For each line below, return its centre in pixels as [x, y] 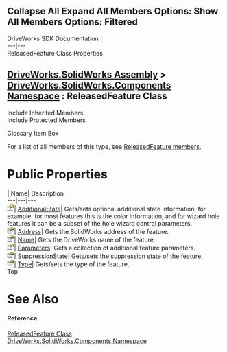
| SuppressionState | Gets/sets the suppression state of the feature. [109, 256]
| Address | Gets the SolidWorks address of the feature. [92, 231]
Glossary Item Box [33, 133]
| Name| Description [35, 193]
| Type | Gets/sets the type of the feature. [72, 264]
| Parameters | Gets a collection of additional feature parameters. [105, 248]
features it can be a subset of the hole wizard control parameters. [100, 223]
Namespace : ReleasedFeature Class [87, 96]
